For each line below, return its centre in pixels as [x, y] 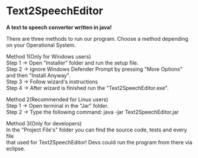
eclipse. [16, 149]
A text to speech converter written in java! [59, 27]
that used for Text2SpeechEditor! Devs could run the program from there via [99, 142]
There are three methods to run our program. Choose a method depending [97, 38]
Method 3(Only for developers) [44, 123]
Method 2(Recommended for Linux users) [57, 99]
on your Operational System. [41, 45]
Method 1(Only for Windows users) [49, 56]
